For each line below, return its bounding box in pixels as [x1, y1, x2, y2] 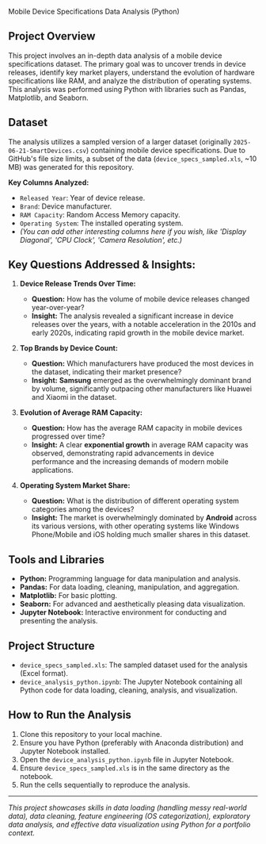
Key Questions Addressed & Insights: [8, 258, 196, 272]
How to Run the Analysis [8, 708, 132, 722]
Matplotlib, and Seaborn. [8, 93, 89, 102]
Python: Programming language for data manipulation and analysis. [19, 574, 241, 584]
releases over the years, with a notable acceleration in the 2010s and [31, 320, 256, 329]
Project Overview [8, 29, 96, 43]
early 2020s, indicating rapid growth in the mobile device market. [31, 328, 245, 338]
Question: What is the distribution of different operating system [31, 496, 240, 506]
